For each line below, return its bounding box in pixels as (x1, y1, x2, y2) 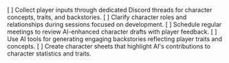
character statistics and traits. (7, 49, 91, 58)
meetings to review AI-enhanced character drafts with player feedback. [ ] (7, 27, 217, 36)
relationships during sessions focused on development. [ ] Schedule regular (7, 21, 222, 28)
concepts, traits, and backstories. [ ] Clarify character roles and (7, 13, 187, 21)
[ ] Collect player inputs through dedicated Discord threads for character (7, 6, 212, 14)
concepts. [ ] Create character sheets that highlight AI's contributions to (7, 42, 211, 50)
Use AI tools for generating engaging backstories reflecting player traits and (7, 35, 222, 43)
